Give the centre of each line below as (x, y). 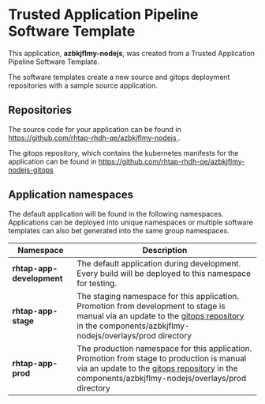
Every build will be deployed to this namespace (163, 273)
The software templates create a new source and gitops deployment (119, 77)
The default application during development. (159, 263)
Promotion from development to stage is (151, 306)
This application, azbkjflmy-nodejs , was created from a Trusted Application (131, 53)
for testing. (96, 283)
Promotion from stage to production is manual (161, 358)
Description (165, 250)
